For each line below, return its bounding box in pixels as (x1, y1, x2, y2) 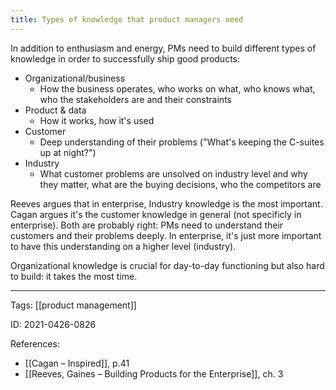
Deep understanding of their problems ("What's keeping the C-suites (39, 136, 325, 148)
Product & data (24, 104, 87, 116)
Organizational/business (24, 72, 126, 84)
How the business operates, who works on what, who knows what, (39, 82, 316, 95)
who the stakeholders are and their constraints (39, 93, 232, 105)
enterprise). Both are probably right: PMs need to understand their (10, 219, 284, 231)
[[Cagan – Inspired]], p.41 (24, 357, 130, 369)
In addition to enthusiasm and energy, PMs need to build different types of (10, 42, 317, 54)
